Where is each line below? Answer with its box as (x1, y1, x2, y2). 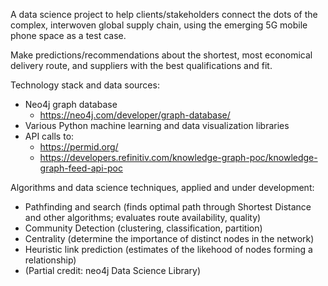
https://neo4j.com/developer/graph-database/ (39, 109, 231, 121)
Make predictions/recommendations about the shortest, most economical (10, 49, 313, 61)
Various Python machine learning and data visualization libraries (24, 120, 290, 131)
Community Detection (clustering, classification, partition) (24, 222, 263, 234)
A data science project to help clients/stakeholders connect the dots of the (10, 9, 318, 20)
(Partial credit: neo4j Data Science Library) (24, 265, 202, 276)
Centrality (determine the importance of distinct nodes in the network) (24, 233, 315, 244)
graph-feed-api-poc (39, 162, 123, 174)
